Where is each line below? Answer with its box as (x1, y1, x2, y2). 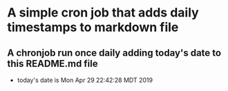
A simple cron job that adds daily (7, 5, 199, 21)
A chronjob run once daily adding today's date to (7, 47, 222, 59)
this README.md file (7, 57, 98, 70)
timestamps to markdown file (7, 19, 179, 35)
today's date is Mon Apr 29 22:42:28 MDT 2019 (17, 76, 153, 84)
